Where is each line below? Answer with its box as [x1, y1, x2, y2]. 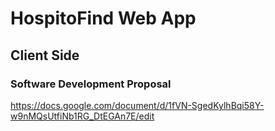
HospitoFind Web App [10, 7, 197, 30]
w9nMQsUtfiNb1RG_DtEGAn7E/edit [10, 110, 155, 122]
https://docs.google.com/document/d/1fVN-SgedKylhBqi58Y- [10, 99, 265, 111]
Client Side [10, 47, 80, 64]
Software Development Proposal [10, 77, 172, 91]
